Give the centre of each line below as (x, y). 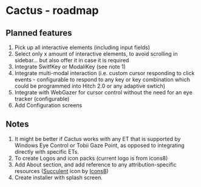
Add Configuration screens (48, 105)
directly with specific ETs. (47, 151)
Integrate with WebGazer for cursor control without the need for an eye (103, 92)
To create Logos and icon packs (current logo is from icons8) (91, 158)
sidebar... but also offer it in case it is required (72, 60)
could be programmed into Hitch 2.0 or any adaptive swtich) (90, 86)
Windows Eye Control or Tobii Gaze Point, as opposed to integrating (99, 145)
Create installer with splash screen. (58, 177)
